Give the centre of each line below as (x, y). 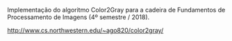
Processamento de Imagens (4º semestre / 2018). (78, 17)
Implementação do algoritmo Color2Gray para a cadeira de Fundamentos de (116, 10)
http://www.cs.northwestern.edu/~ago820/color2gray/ (85, 30)
